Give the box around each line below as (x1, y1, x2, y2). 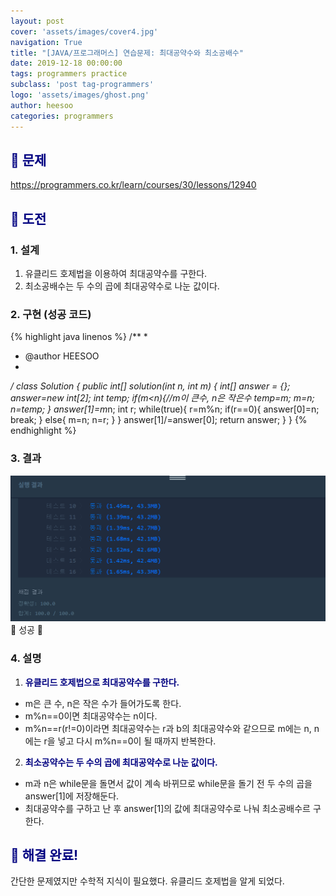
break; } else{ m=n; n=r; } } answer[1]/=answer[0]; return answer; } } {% (10, 414, 308, 426)
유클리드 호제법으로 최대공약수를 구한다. (24, 676, 180, 688)
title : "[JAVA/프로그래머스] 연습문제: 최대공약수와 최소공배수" (10, 48, 244, 58)
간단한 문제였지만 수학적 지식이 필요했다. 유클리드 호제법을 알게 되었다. (10, 875, 285, 887)
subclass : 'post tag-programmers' (10, 80, 155, 90)
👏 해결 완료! (10, 847, 79, 864)
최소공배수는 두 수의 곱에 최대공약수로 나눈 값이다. (24, 280, 220, 292)
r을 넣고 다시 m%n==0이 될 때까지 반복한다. (43, 735, 217, 747)
